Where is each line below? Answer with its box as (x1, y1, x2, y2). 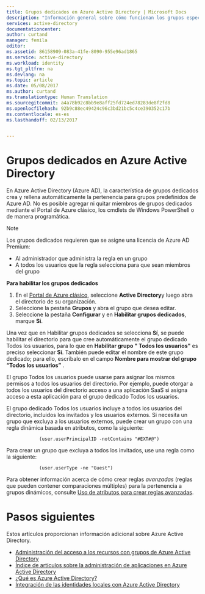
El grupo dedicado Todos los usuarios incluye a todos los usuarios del (6, 405, 182, 412)
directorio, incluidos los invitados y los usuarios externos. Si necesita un (6, 411, 188, 419)
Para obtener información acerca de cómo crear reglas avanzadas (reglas (6, 476, 193, 483)
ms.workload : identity (6, 60, 64, 66)
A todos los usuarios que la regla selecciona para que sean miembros (15, 261, 190, 269)
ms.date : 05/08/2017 (6, 83, 59, 89)
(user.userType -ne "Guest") (38, 465, 113, 471)
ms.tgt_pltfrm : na (6, 65, 53, 72)
